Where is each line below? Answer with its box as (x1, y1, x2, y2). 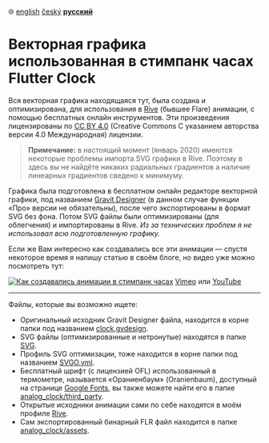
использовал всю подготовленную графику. (8, 228, 160, 238)
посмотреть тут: (8, 261, 65, 270)
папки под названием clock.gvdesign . (19, 323, 149, 333)
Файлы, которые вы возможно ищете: (8, 299, 138, 309)
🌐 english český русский (8, 7, 94, 16)
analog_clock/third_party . (19, 391, 104, 401)
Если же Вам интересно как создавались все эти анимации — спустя (8, 244, 248, 253)
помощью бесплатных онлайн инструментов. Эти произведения (8, 112, 230, 122)
